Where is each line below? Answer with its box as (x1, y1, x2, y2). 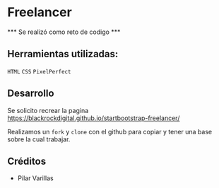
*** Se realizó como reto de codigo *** (7, 28, 121, 36)
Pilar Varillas (17, 174, 54, 182)
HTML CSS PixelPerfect (7, 68, 71, 75)
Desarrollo (7, 88, 54, 100)
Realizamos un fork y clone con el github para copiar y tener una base (7, 127, 213, 136)
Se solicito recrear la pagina (7, 106, 89, 114)
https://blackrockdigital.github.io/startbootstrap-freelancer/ (7, 114, 180, 122)
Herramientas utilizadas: (7, 48, 119, 60)
